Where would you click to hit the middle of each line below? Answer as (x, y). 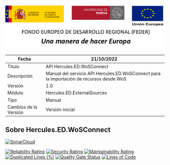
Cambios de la (22, 107)
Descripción (20, 76)
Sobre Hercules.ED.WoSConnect (58, 130)
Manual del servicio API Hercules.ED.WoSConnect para (103, 73)
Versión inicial (60, 110)
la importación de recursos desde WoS (86, 78)
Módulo (15, 93)
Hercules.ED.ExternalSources (76, 93)
